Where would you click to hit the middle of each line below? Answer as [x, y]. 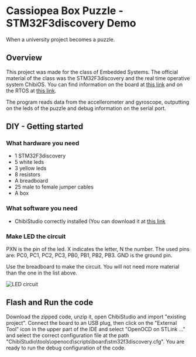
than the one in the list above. [42, 273]
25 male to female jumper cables [54, 187]
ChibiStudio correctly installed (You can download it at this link [90, 221]
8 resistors [27, 174]
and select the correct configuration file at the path [68, 335]
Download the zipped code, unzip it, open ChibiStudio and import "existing [96, 317]
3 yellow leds [30, 169]
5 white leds [29, 162]
